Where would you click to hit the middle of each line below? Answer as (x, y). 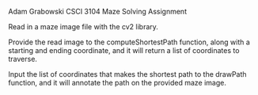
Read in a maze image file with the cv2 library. (83, 27)
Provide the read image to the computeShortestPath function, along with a (129, 42)
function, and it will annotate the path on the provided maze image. (118, 83)
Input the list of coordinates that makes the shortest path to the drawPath (127, 74)
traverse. (23, 59)
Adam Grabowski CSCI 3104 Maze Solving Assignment (98, 11)
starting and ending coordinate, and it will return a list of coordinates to (124, 50)
